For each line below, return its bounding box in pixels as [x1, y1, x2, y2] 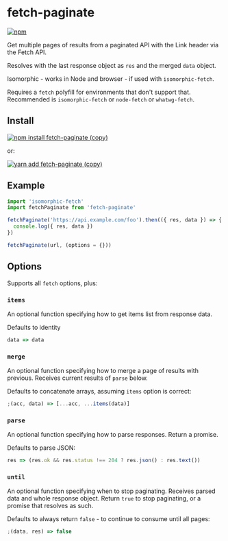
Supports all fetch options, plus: [7, 279, 98, 287]
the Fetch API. [7, 48, 47, 56]
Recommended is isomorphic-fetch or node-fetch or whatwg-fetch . [7, 95, 195, 104]
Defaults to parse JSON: [7, 444, 76, 452]
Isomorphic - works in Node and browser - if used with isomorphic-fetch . [7, 74, 214, 83]
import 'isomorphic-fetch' [7, 197, 84, 205]
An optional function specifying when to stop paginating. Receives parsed [7, 487, 216, 495]
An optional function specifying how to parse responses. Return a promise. [7, 431, 218, 439]
